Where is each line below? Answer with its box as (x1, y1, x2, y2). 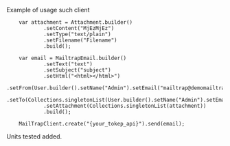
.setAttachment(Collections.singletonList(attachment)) (43, 102, 207, 109)
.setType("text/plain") (43, 31, 111, 38)
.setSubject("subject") (43, 67, 111, 74)
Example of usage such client (6, 6, 90, 14)
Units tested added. (6, 132, 62, 141)
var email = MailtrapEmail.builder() (19, 55, 127, 61)
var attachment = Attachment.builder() (19, 19, 133, 26)
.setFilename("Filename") (43, 37, 117, 44)
